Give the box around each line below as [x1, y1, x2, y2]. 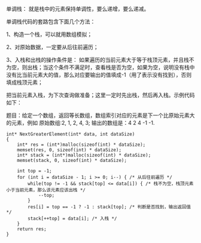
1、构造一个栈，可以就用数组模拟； [6, 31, 93, 38]
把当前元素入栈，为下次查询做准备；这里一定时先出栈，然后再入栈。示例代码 [6, 92, 195, 98]
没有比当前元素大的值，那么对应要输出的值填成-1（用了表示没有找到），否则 [6, 71, 192, 78]
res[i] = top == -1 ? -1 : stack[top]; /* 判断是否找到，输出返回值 [28, 204, 191, 210]
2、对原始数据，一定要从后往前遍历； [6, 44, 99, 50]
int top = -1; [17, 168, 52, 174]
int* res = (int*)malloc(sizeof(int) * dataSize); [17, 142, 146, 148]
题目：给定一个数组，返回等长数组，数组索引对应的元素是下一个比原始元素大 [6, 112, 195, 119]
